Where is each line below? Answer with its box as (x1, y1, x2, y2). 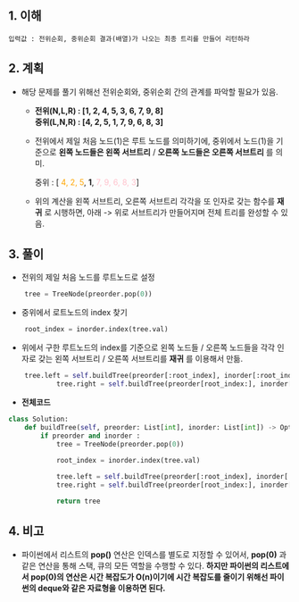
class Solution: (8, 414, 69, 423)
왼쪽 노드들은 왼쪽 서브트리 (58, 146, 151, 157)
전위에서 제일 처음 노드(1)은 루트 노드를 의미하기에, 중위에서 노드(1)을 (34, 135, 274, 146)
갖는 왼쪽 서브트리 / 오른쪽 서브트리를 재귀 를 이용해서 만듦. (37, 354, 244, 364)
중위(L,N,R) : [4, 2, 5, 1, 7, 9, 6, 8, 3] (34, 116, 164, 127)
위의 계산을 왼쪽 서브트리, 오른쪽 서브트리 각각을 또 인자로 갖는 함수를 (34, 196, 276, 206)
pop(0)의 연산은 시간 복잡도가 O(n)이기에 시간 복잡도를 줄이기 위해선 (29, 571, 269, 582)
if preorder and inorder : (40, 431, 141, 440)
